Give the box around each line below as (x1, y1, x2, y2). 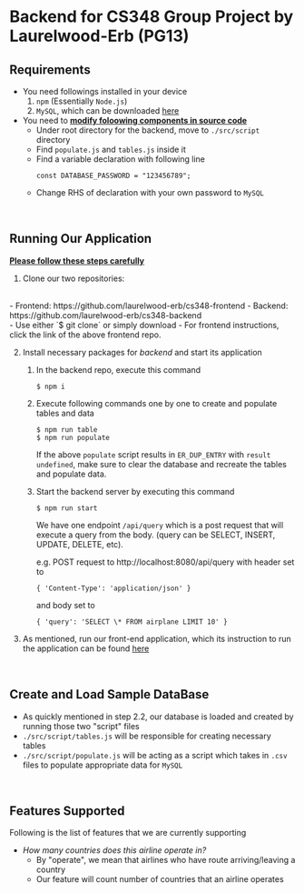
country (35, 864, 66, 875)
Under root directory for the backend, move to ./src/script (35, 125, 260, 135)
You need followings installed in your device (22, 86, 188, 96)
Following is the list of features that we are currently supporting (9, 828, 247, 838)
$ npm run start (35, 503, 98, 513)
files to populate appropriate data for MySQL (22, 759, 183, 770)
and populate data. (35, 468, 107, 479)
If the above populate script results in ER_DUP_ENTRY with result (35, 448, 271, 460)
